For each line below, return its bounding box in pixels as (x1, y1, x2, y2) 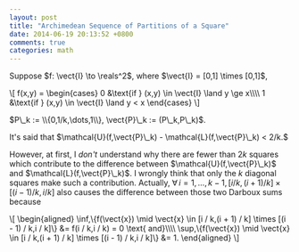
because (9, 197, 42, 207)
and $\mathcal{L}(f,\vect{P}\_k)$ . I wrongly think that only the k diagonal (9, 168, 277, 179)
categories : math (9, 46, 74, 55)
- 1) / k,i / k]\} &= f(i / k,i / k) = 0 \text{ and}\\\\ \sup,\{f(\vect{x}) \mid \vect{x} (9, 224, 290, 234)
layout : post (9, 12, 58, 22)
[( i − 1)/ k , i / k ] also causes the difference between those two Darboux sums (9, 187, 283, 198)
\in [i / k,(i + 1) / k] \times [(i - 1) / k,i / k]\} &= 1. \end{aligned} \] (9, 232, 240, 243)
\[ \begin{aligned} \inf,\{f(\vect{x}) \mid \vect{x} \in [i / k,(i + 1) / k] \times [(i (9, 214, 287, 224)
